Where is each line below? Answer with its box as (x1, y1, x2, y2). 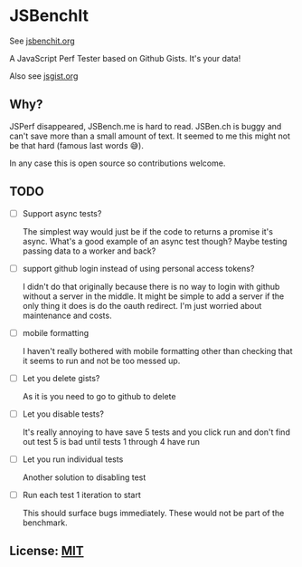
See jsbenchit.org (9, 35, 75, 46)
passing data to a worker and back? (22, 245, 156, 256)
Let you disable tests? (22, 408, 104, 419)
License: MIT (9, 543, 84, 559)
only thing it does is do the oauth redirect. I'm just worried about (22, 300, 262, 311)
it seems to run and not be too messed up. (22, 355, 181, 366)
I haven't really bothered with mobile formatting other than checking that (22, 345, 293, 356)
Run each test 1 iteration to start (22, 489, 142, 500)
